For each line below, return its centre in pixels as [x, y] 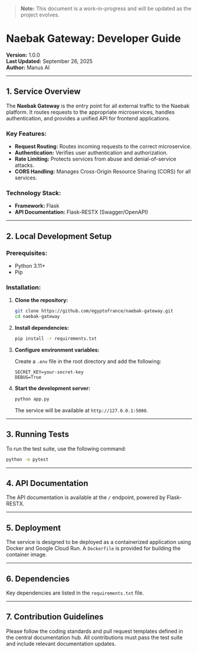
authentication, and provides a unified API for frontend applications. [88, 118]
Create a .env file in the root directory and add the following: [88, 361]
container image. [27, 554]
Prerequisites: [27, 253]
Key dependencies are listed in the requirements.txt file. [75, 593]
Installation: [24, 287]
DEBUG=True [28, 377]
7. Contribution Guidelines [55, 617]
